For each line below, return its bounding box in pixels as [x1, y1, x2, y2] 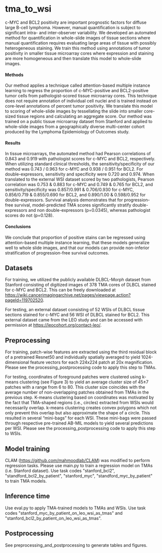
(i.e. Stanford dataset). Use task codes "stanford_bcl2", [5, 468, 115, 474]
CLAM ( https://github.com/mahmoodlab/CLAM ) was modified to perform [5, 457, 150, 463]
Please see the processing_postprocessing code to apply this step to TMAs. [5, 364, 157, 370]
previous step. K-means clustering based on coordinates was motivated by [5, 395, 154, 400]
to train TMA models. [5, 478, 47, 484]
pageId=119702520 [5, 297, 44, 303]
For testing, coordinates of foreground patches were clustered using [5, 374, 141, 380]
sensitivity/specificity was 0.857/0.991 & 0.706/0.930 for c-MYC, [5, 187, 134, 192]
